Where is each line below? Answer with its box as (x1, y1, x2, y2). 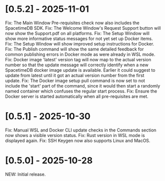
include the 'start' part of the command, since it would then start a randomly (5, 83, 161, 89)
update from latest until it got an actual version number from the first (5, 72, 145, 78)
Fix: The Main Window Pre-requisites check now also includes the (5, 20, 140, 26)
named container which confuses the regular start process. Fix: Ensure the (5, 88, 157, 94)
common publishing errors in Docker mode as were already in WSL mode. (5, 51, 156, 57)
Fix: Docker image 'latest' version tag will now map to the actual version (5, 56, 152, 62)
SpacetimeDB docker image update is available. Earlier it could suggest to (5, 67, 156, 73)
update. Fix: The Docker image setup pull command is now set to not (5, 78, 145, 84)
